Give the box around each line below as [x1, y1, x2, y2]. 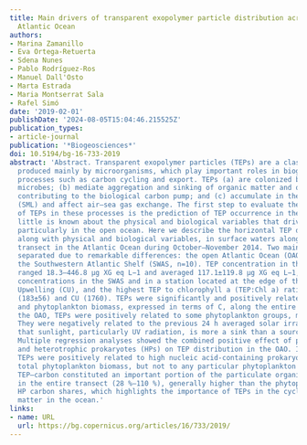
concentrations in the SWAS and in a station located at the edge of [17, 277, 288, 286]
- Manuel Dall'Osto [9, 73, 84, 82]
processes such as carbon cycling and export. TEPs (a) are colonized [17, 175, 292, 184]
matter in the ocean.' [17, 396, 104, 405]
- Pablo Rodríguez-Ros [9, 65, 96, 74]
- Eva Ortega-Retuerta [9, 48, 96, 57]
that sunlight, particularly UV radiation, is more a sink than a [17, 328, 276, 337]
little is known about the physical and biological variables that [17, 217, 281, 227]
